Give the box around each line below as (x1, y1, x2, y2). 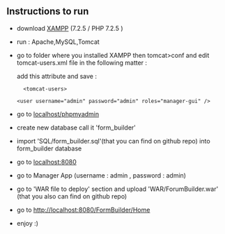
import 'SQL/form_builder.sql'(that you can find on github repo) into (16, 136, 210, 145)
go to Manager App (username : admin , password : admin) (16, 171, 186, 180)
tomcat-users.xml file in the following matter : (16, 58, 148, 67)
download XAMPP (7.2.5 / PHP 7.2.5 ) (16, 24, 123, 32)
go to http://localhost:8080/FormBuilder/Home (16, 205, 150, 214)
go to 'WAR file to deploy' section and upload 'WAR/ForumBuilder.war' (16, 185, 219, 193)
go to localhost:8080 (16, 157, 77, 166)
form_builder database (16, 144, 82, 153)
